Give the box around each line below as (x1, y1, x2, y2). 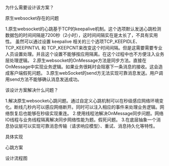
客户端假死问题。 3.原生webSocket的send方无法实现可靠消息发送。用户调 (9, 70, 163, 76)
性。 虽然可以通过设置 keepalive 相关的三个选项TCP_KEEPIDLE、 (5, 38, 140, 44)
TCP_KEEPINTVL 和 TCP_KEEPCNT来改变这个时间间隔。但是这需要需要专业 (5, 45, 163, 50)
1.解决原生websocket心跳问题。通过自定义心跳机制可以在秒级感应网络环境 (5, 98, 159, 103)
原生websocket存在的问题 (5, 15, 59, 21)
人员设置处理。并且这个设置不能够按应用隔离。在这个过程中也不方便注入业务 (5, 51, 164, 57)
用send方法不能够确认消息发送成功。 (5, 76, 82, 82)
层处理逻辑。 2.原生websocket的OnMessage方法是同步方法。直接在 (5, 58, 147, 63)
